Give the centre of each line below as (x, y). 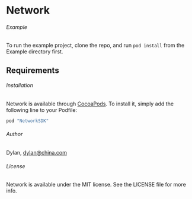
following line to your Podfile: (42, 110)
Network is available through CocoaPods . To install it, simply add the (90, 104)
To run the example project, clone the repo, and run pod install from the (95, 46)
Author (15, 134)
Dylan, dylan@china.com (36, 153)
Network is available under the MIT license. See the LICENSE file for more (96, 185)
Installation (20, 85)
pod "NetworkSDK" (28, 121)
